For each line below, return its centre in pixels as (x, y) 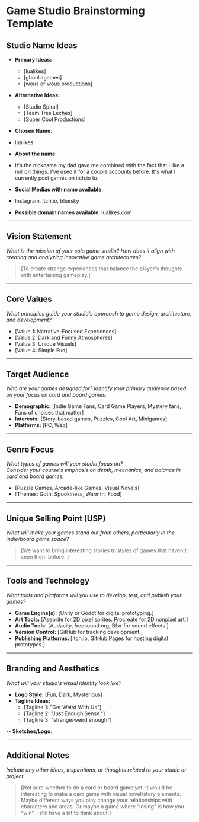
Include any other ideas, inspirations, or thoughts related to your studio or (96, 770)
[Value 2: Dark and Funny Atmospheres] (63, 337)
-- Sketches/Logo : (29, 731)
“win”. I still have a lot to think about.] (66, 813)
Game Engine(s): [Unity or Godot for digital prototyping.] (84, 613)
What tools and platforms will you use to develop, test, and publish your (94, 595)
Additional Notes (38, 755)
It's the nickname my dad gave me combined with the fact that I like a (99, 165)
